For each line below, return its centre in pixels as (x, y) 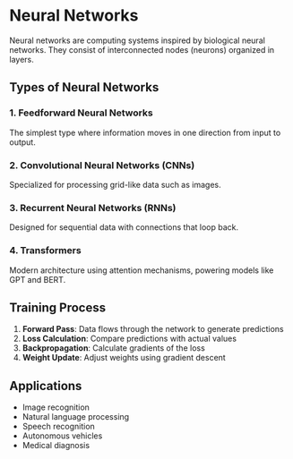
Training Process (57, 307)
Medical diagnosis (56, 446)
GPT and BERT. (38, 279)
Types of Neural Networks (84, 87)
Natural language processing (76, 417)
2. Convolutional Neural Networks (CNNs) (102, 165)
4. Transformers (46, 251)
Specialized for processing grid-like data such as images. (115, 184)
